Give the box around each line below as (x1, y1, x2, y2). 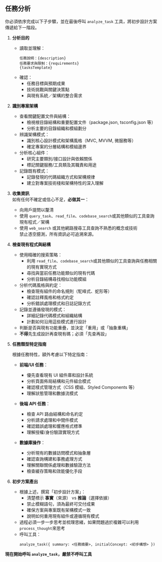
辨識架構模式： (19, 131, 50, 137)
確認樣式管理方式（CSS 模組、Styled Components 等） (26, 384, 137, 390)
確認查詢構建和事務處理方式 (26, 456, 83, 462)
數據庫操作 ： (19, 439, 45, 445)
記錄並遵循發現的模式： (19, 306, 67, 312)
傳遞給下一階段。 (5, 24, 39, 30)
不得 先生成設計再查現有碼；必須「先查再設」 (19, 331, 109, 336)
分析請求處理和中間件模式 (26, 417, 78, 423)
